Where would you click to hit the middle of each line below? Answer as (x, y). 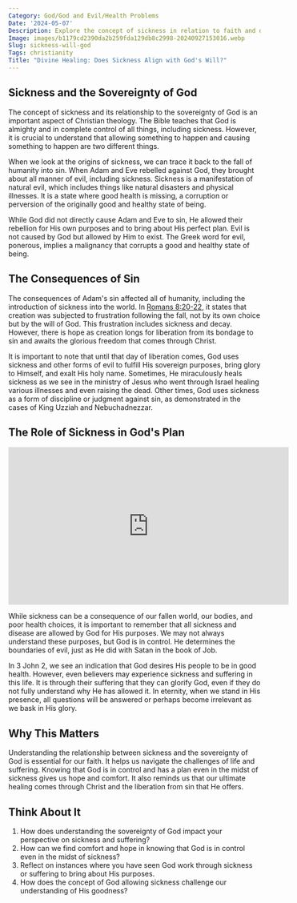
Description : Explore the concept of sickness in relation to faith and (132, 30)
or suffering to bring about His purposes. (87, 873)
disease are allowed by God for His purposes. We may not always (116, 633)
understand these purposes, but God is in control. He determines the (122, 642)
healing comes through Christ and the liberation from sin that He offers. (126, 787)
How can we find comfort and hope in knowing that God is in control (132, 848)
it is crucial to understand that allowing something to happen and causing (129, 138)
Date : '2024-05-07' (41, 23)
